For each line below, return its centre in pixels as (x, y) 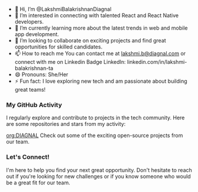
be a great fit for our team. (38, 183)
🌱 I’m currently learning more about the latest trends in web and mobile (101, 28)
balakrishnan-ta (34, 68)
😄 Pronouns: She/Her (41, 74)
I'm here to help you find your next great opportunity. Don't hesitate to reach (99, 170)
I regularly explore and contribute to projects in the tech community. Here (95, 118)
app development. (37, 34)
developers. (29, 22)
